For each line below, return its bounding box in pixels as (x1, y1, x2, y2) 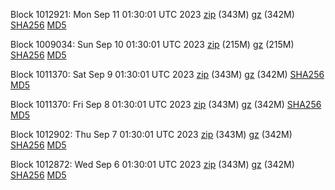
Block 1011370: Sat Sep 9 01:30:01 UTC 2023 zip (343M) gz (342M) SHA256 (10, 69, 325, 80)
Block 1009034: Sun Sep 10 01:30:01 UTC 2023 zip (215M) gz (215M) (10, 39, 295, 50)
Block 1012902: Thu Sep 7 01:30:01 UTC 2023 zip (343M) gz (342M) (10, 129, 293, 140)
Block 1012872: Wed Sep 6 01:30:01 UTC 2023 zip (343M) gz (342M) (10, 159, 295, 170)
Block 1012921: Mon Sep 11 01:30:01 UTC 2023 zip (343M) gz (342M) (10, 9, 295, 20)
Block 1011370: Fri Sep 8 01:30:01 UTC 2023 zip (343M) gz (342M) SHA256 (10, 99, 322, 110)
